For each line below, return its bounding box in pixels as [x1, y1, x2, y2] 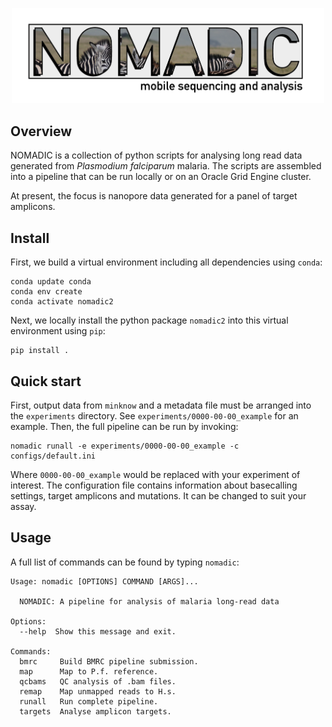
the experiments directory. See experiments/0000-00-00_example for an [10, 409, 299, 422]
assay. [10, 500, 37, 512]
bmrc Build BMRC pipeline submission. [19, 656, 199, 667]
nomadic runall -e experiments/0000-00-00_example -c [10, 441, 240, 451]
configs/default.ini [10, 451, 97, 461]
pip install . [10, 346, 70, 356]
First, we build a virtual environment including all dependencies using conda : [10, 256, 323, 268]
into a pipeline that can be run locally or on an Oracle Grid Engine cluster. [10, 171, 312, 183]
